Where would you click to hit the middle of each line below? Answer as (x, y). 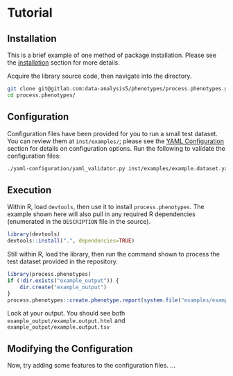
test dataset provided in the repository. (62, 261)
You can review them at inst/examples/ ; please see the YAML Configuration (115, 141)
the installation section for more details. (63, 63)
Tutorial (30, 13)
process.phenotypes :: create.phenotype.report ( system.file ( (94, 300)
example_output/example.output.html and (67, 320)
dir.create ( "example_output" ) (63, 287)
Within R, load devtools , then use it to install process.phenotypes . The (106, 207)
